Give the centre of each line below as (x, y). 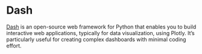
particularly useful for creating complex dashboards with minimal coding (96, 39)
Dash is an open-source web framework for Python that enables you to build (101, 27)
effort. (14, 46)
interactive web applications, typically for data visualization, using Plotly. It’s (100, 33)
